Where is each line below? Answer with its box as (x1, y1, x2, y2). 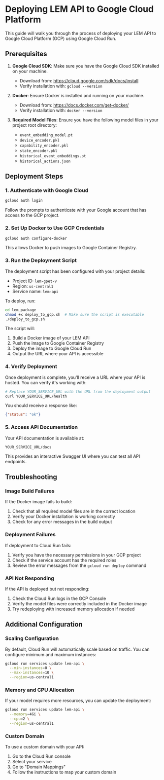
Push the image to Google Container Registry (12, 340, 104, 346)
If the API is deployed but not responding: (5, 586, 90, 592)
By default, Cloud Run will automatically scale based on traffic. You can (5, 646, 150, 652)
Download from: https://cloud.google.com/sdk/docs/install (19, 77, 139, 83)
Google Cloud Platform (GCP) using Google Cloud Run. (5, 36, 117, 41)
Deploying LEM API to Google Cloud (5, 3, 154, 15)
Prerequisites (5, 50, 47, 58)
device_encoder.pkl (19, 138, 60, 143)
